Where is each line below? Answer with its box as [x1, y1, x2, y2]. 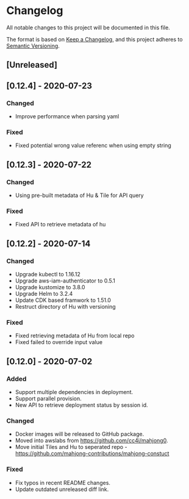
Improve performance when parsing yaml [15, 113, 119, 120]
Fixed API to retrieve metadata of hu [15, 221, 106, 228]
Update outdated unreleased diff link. [15, 486, 109, 493]
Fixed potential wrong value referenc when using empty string [15, 142, 172, 149]
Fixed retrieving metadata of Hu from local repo [15, 332, 135, 339]
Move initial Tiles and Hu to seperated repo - [15, 443, 127, 451]
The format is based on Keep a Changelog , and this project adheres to [6, 35, 183, 43]
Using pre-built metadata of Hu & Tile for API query [15, 192, 144, 199]
